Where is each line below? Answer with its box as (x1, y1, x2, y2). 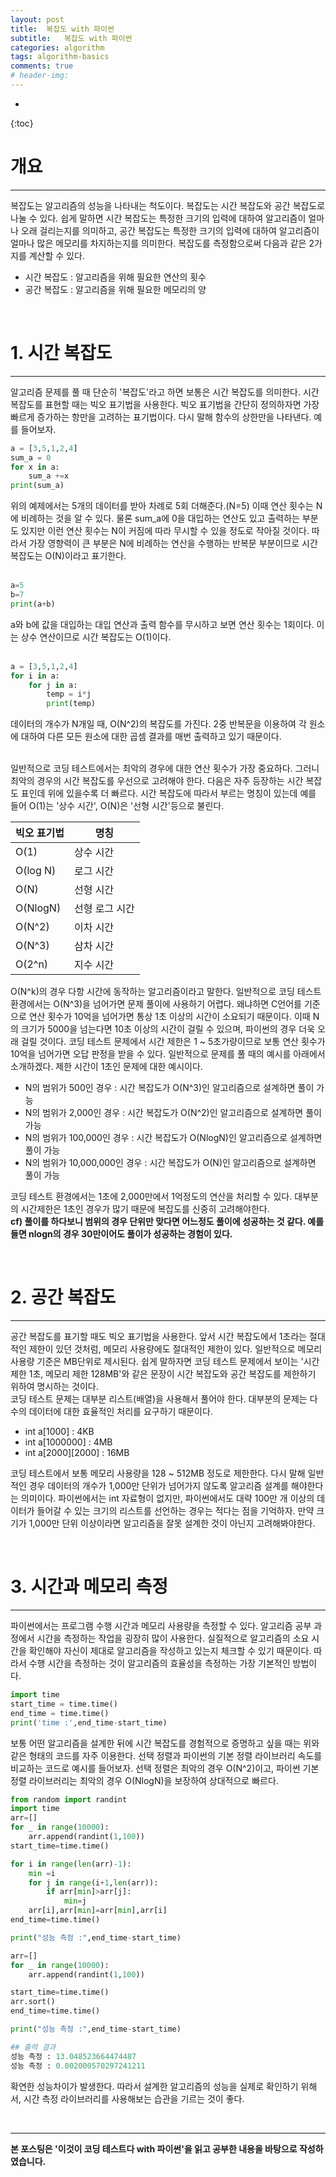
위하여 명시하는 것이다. (10, 1381, 99, 1393)
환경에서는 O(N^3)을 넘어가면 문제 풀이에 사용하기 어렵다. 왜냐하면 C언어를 (10, 998, 302, 1010)
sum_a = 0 (10, 452, 52, 463)
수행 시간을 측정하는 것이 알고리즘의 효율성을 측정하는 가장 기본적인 (28, 1657, 291, 1669)
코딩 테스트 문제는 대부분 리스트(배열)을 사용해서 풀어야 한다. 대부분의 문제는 (10, 1393, 308, 1405)
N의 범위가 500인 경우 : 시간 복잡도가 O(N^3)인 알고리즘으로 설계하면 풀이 (24, 1082, 315, 1094)
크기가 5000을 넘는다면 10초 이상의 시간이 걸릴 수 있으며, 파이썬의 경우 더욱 (20, 1023, 316, 1035)
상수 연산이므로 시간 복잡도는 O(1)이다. (20, 631, 172, 643)
